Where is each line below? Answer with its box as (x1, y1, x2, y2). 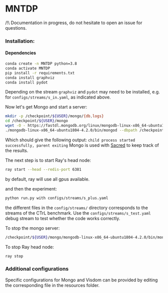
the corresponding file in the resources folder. (5, 282, 100, 288)
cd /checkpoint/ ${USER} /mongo (5, 119, 68, 124)
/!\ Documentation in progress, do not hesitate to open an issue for (5, 20, 142, 26)
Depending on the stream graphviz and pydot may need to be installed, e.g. (5, 89, 160, 95)
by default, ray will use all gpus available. (5, 176, 90, 182)
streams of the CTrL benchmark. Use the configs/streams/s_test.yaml (5, 210, 151, 216)
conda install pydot (5, 80, 48, 85)
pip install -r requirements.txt (5, 70, 75, 75)
